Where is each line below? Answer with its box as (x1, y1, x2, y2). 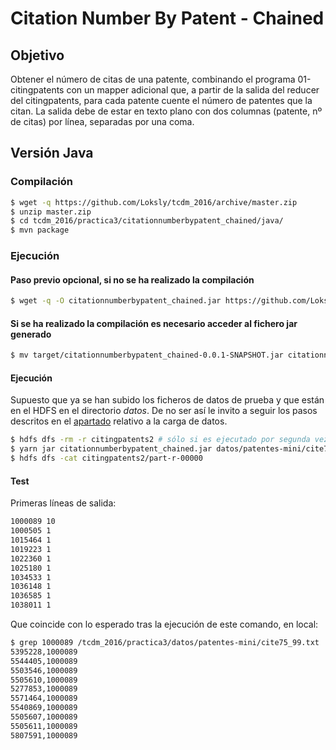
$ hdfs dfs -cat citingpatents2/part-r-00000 (10, 453, 203, 464)
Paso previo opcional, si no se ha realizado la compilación (10, 273, 255, 286)
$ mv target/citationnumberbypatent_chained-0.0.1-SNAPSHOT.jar (10, 350, 284, 361)
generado (10, 328, 52, 340)
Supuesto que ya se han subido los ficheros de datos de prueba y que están (10, 394, 325, 406)
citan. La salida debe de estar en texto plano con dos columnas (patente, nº (10, 105, 323, 117)
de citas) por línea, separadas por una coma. (10, 116, 195, 127)
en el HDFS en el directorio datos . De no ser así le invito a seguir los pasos (10, 405, 318, 417)
